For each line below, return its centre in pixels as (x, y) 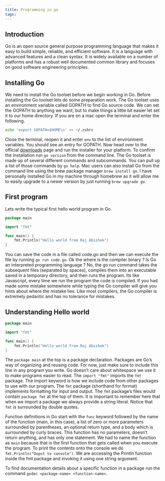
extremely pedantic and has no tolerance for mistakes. (60, 297)
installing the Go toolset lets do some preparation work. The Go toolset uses (82, 100)
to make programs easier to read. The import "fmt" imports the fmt (73, 376)
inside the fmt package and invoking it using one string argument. (72, 459)
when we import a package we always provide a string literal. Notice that (79, 402)
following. (15, 121)
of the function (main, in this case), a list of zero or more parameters (74, 422)
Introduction (25, 34)
